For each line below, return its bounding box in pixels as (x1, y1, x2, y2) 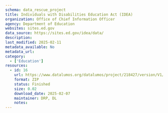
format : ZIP (14, 77, 39, 82)
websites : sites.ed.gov (5, 26, 55, 31)
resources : (5, 63, 28, 68)
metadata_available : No (5, 44, 55, 49)
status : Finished (14, 81, 50, 86)
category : (5, 53, 26, 59)
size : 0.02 (14, 86, 37, 91)
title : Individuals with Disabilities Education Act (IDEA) (5, 12, 133, 17)
